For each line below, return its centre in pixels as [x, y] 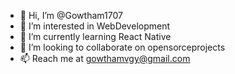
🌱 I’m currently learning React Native [95, 36]
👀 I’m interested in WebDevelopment [95, 26]
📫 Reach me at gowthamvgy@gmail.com [105, 58]
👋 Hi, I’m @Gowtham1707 [71, 15]
